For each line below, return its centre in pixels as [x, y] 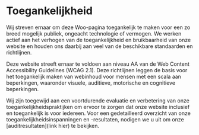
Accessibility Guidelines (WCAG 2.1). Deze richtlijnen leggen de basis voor [97, 70]
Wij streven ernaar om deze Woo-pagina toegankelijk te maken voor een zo [98, 27]
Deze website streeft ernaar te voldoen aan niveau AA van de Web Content [98, 64]
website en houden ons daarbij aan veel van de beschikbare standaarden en [99, 46]
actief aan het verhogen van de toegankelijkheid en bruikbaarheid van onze [99, 40]
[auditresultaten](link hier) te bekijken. [53, 126]
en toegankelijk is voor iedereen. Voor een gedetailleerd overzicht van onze [99, 113]
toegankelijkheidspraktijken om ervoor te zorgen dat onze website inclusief [98, 107]
